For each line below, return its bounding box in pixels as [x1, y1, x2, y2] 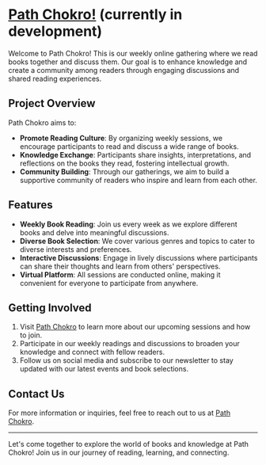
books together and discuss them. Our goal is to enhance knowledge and [8, 57, 248, 67]
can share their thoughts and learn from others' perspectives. [19, 261, 221, 271]
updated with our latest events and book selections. [19, 364, 188, 374]
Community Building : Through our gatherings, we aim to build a [19, 166, 230, 176]
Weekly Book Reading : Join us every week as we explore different [19, 219, 237, 229]
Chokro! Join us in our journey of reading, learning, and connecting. [8, 448, 230, 457]
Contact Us [8, 387, 65, 401]
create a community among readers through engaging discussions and [8, 65, 240, 74]
